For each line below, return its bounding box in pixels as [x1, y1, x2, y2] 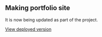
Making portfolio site [5, 4, 70, 12]
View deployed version [5, 26, 52, 32]
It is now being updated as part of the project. [5, 17, 98, 22]
